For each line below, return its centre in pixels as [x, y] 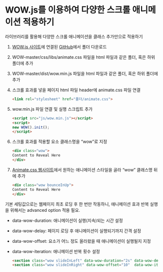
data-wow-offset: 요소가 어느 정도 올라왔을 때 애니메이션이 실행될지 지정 [81, 241]
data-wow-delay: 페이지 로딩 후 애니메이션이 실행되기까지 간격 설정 [77, 231]
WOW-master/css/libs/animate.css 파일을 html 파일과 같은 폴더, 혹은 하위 [83, 57]
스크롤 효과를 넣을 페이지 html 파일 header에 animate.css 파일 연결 [76, 90]
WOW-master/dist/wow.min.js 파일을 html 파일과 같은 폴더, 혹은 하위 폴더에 [85, 73]
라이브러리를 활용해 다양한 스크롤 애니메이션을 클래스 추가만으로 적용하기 [74, 36]
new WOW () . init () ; [31, 127]
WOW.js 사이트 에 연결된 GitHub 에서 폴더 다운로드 [59, 47]
